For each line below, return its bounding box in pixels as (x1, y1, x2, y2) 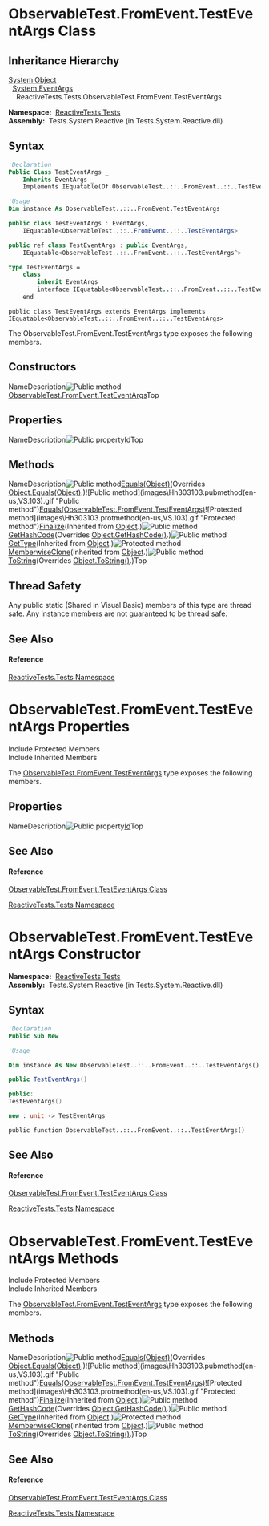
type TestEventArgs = (8, 263, 81, 271)
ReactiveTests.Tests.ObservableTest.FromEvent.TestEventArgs (15, 92, 223, 101)
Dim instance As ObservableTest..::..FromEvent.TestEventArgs (8, 205, 220, 213)
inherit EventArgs (37, 278, 98, 286)
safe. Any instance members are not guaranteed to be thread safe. (8, 609, 228, 618)
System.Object (8, 75, 57, 84)
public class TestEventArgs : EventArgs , (8, 220, 149, 228)
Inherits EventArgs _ (22, 176, 94, 184)
